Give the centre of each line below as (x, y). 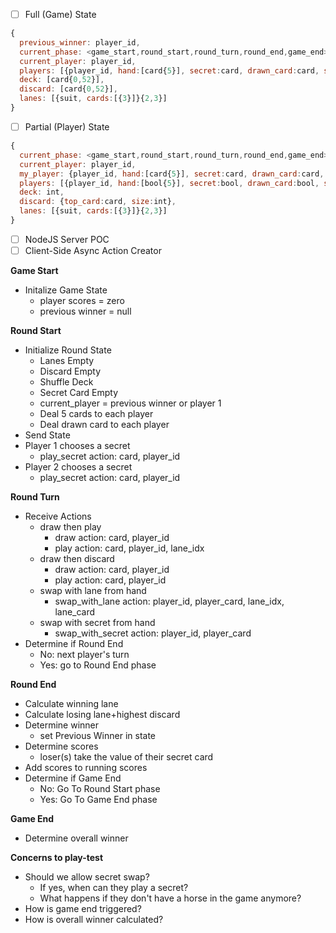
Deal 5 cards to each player (96, 413)
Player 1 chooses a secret (77, 445)
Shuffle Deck (66, 382)
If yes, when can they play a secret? (114, 887)
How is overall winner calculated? (94, 919)
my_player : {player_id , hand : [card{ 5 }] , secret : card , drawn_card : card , (172, 174)
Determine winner (62, 725)
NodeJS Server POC (67, 239)
